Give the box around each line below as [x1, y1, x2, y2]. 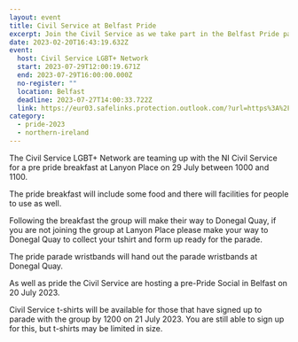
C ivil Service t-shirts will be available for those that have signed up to [9, 304, 263, 315]
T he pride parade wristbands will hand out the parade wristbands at [9, 251, 258, 261]
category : [9, 112, 46, 120]
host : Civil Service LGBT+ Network [17, 54, 149, 63]
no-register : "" [17, 79, 77, 88]
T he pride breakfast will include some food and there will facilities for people [9, 188, 289, 199]
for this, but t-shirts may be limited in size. [9, 323, 163, 333]
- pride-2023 [17, 120, 66, 129]
